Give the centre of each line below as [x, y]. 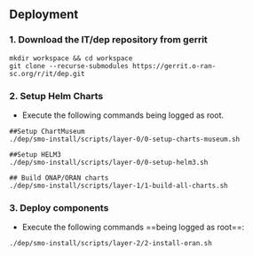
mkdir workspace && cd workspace [71, 58]
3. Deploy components [59, 207]
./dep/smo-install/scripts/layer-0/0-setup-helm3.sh [109, 162]
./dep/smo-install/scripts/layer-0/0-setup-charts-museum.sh [125, 139]
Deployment [44, 15]
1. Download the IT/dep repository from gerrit [109, 40]
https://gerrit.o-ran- [174, 66]
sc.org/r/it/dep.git [47, 74]
